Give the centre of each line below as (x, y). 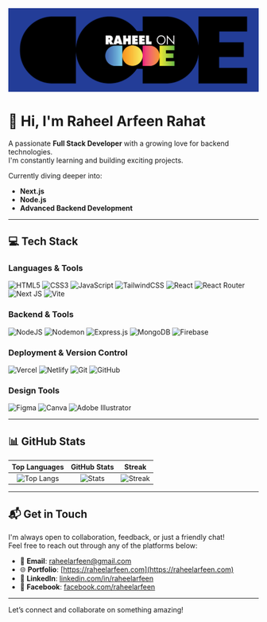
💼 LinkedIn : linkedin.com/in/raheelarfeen (87, 579)
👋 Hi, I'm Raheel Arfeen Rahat (107, 121)
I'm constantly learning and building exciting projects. (96, 160)
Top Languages (38, 467)
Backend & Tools (41, 315)
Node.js (33, 199)
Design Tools (34, 390)
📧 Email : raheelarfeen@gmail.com (75, 561)
